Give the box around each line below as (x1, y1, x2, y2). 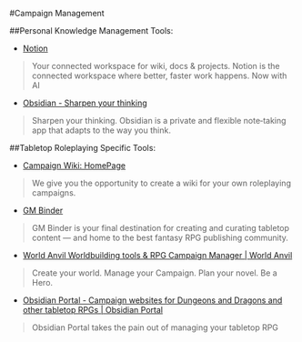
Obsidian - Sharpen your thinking (22, 97, 147, 108)
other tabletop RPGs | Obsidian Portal (22, 305, 164, 315)
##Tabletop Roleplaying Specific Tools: (9, 143, 156, 153)
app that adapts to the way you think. (31, 125, 171, 136)
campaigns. (31, 187, 76, 198)
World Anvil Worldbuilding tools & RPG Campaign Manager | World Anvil (22, 250, 293, 260)
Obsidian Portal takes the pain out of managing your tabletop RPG (31, 322, 279, 333)
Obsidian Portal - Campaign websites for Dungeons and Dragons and (22, 295, 283, 306)
